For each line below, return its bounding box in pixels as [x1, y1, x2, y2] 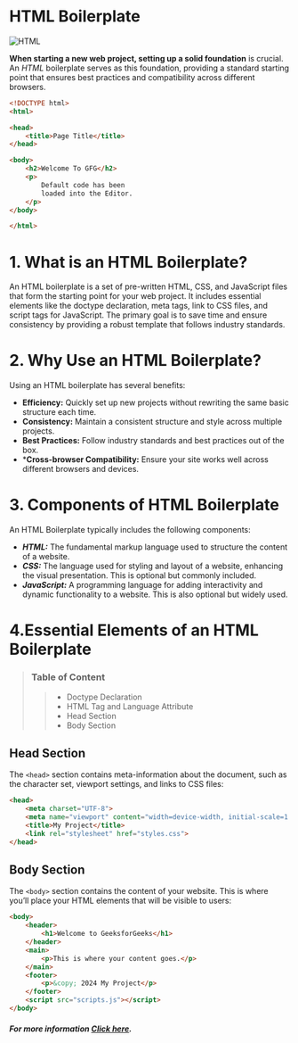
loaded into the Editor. [41, 189, 133, 198]
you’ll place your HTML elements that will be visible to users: [9, 895, 232, 906]
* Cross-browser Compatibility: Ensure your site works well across [21, 454, 269, 465]
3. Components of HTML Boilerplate [9, 495, 280, 515]
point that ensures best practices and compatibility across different [9, 71, 255, 82]
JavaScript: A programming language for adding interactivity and [21, 580, 263, 591]
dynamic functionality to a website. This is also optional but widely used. [21, 589, 288, 600]
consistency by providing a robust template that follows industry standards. [9, 319, 286, 330]
